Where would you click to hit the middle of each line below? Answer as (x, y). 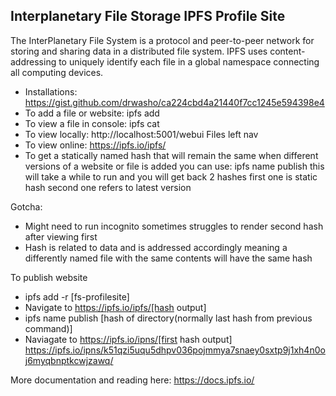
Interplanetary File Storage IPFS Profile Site (148, 16)
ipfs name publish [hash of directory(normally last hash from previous (168, 318)
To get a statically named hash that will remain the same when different (171, 155)
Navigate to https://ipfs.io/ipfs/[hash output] (115, 307)
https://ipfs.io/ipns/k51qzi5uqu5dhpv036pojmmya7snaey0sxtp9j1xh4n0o (175, 350)
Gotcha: (26, 206)
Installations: (51, 91)
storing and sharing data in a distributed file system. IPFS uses (139, 51)
